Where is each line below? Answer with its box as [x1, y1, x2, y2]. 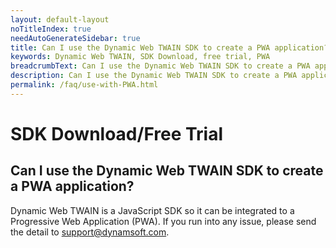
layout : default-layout [10, 14, 110, 25]
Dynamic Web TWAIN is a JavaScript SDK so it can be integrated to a [10, 204, 295, 216]
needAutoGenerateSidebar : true [10, 33, 141, 43]
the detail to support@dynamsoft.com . [10, 226, 170, 238]
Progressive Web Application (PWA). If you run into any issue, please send [10, 215, 317, 227]
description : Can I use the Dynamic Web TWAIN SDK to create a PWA [10, 71, 298, 81]
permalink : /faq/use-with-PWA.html [10, 80, 159, 90]
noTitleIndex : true [10, 24, 92, 34]
